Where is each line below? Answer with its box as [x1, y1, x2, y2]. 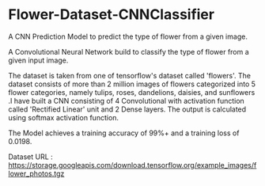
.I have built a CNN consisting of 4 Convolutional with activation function [8, 96, 245, 105]
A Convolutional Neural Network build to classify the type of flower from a [8, 47, 249, 56]
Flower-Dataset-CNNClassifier [8, 6, 215, 24]
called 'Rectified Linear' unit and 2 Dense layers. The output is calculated [8, 104, 247, 114]
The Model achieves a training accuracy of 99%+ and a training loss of [8, 128, 240, 138]
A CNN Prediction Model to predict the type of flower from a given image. [8, 32, 248, 41]
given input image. [8, 55, 69, 65]
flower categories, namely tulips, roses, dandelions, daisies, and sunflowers [8, 87, 256, 97]
